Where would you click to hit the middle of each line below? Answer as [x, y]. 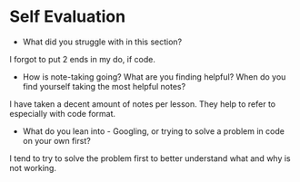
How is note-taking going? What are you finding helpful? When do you [154, 77]
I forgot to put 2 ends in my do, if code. [83, 59]
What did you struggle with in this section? [102, 42]
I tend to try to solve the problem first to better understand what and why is [150, 158]
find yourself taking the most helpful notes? [104, 86]
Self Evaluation [67, 17]
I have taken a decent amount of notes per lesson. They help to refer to [142, 104]
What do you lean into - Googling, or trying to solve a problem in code [153, 131]
